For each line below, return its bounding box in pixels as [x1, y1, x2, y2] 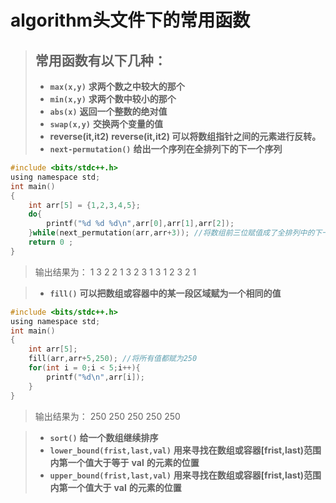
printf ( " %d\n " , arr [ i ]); [46, 372, 145, 382]
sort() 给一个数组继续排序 [49, 431, 159, 443]
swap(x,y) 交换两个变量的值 [49, 118, 163, 130]
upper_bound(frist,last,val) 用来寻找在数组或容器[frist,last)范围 [49, 469, 322, 481]
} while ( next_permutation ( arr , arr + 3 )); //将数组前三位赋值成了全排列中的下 [28, 228, 323, 238]
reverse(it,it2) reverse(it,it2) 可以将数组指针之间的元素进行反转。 [49, 131, 322, 142]
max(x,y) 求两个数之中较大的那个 [49, 81, 185, 92]
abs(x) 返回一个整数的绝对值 [49, 106, 168, 117]
